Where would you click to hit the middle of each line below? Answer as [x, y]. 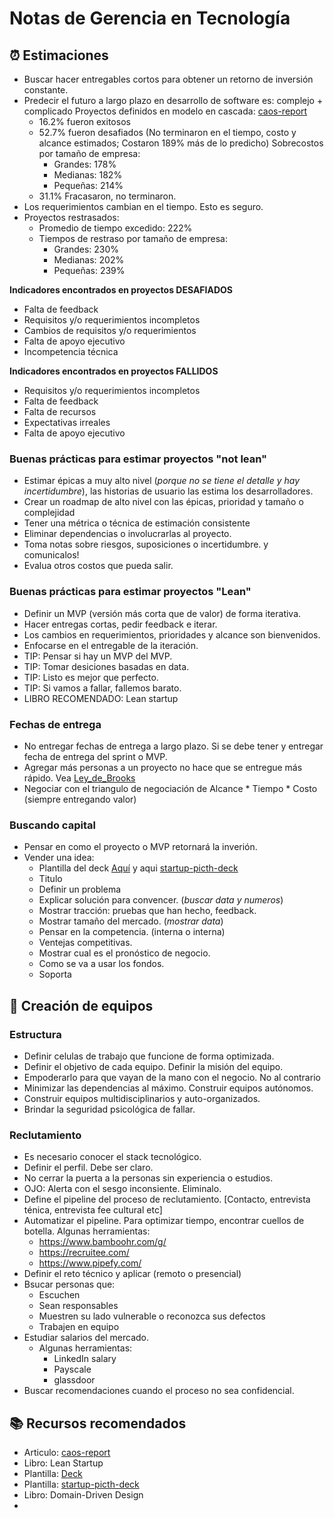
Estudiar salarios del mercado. [86, 1338]
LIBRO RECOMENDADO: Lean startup [101, 698]
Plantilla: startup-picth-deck [81, 1484]
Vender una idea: [59, 858]
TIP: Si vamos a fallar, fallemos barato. [102, 688]
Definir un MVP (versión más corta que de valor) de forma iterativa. [162, 613]
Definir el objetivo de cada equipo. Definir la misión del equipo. [153, 1066]
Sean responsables [78, 1306]
